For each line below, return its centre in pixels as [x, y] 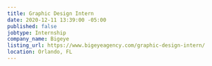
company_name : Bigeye [38, 39]
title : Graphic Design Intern [51, 13]
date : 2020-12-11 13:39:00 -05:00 [57, 20]
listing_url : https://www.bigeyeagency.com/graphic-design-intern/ [106, 45]
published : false [32, 26]
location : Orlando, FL [40, 52]
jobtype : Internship [37, 33]
